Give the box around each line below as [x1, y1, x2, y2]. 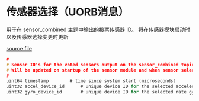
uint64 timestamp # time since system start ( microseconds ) [6, 78, 176, 84]
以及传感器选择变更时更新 [6, 33, 69, 40]
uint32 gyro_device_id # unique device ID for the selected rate [6, 89, 187, 95]
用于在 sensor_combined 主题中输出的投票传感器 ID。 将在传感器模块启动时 [6, 26, 191, 33]
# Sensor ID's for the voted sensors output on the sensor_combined [6, 62, 179, 68]
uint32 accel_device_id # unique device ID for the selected [6, 83, 174, 90]
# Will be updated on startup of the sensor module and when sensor [6, 67, 179, 73]
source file [6, 45, 33, 52]
